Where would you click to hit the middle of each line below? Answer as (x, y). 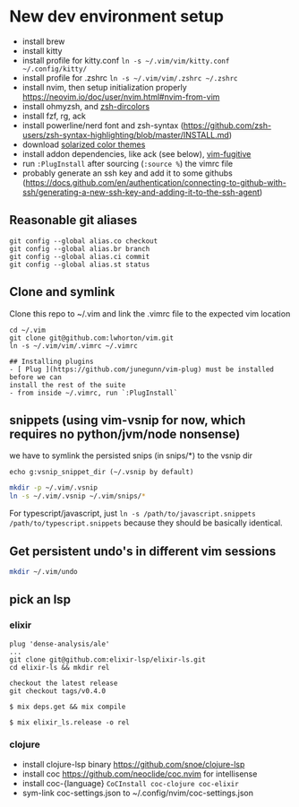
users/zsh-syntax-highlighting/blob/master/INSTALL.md (126, 134)
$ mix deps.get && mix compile (68, 707)
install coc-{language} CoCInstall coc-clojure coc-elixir (130, 783)
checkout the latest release (64, 683)
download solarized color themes (84, 144)
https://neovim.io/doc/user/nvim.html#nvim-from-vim (121, 97)
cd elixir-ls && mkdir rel (60, 667)
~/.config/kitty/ (55, 69)
